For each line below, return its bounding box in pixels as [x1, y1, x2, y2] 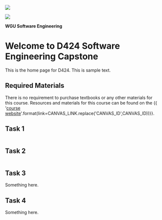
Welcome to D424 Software [5, 40, 120, 52]
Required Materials [5, 81, 65, 90]
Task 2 [5, 147, 26, 155]
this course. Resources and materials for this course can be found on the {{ [5, 100, 158, 106]
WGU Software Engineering [5, 23, 62, 29]
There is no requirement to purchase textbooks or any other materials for [5, 94, 153, 101]
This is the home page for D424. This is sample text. [5, 67, 111, 73]
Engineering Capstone [5, 51, 98, 62]
